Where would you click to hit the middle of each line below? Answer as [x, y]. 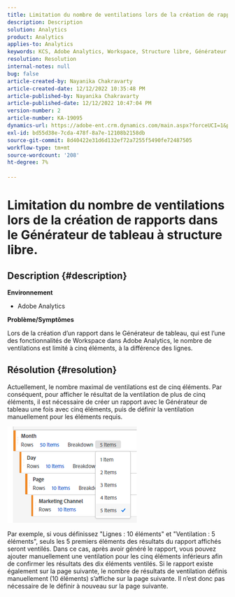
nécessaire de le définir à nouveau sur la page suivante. [88, 586]
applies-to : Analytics [40, 44]
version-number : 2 [34, 111]
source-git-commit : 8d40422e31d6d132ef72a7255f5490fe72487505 [100, 140]
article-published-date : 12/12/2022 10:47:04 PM [79, 104]
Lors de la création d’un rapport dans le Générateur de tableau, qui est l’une [116, 333]
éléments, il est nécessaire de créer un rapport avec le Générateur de [107, 402]
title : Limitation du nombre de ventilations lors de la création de [111, 15]
